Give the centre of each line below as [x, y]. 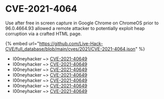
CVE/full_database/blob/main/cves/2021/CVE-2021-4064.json [71, 49]
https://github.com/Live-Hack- [71, 43]
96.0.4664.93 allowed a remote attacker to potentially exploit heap [75, 28]
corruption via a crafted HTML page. [44, 34]
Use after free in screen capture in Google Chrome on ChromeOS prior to [82, 23]
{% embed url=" [22, 43]
